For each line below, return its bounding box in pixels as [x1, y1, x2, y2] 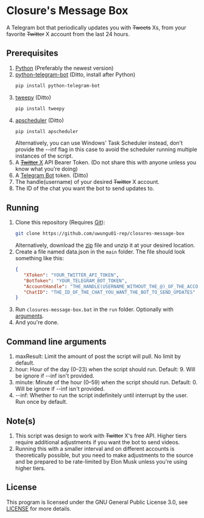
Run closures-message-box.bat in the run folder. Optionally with [15, 306, 174, 313]
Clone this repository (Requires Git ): [15, 219, 105, 226]
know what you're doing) [15, 166, 78, 173]
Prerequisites [6, 48, 58, 59]
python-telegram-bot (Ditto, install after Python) [15, 71, 136, 78]
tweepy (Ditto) [15, 93, 52, 101]
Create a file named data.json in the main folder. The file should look [15, 248, 186, 255]
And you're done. [15, 319, 59, 326]
